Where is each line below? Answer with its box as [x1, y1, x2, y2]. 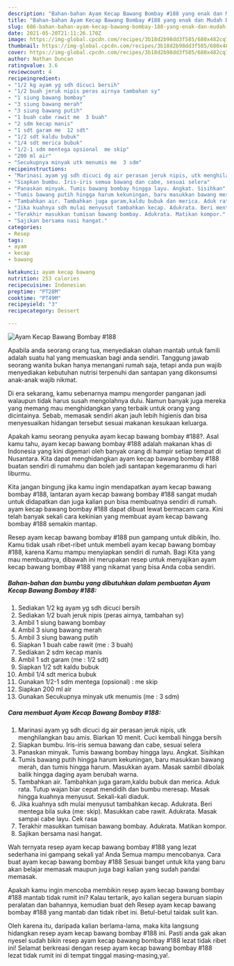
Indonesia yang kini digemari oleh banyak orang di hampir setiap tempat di [8, 447, 222, 455]
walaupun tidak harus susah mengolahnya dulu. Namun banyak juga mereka [8, 397, 226, 404]
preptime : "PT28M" [8, 288, 61, 295]
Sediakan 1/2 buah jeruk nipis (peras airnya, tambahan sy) [17, 610, 185, 619]
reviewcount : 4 [8, 68, 52, 75]
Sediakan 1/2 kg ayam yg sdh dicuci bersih [17, 603, 141, 612]
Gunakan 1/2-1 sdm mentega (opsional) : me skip [17, 677, 158, 686]
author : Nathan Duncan [8, 56, 74, 63]
